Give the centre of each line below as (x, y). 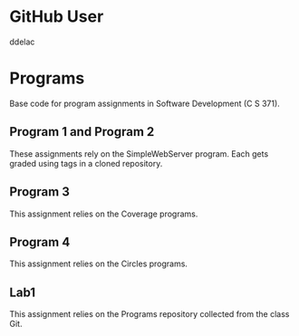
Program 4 (40, 242)
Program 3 (39, 192)
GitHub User (57, 17)
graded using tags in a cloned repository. (86, 163)
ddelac (22, 42)
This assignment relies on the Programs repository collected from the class (149, 314)
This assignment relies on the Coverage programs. (104, 214)
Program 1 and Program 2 (82, 132)
